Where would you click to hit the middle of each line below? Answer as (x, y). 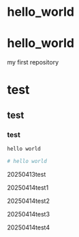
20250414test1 (28, 187)
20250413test (27, 174)
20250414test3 (28, 214)
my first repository (33, 62)
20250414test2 (28, 201)
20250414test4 (28, 227)
